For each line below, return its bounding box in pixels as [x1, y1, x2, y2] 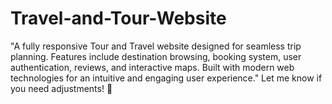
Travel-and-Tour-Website [10, 7, 227, 30]
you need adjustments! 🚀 [10, 82, 113, 94]
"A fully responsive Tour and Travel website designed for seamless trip [10, 40, 302, 52]
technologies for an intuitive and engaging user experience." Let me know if [10, 72, 323, 84]
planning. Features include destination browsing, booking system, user [10, 50, 302, 62]
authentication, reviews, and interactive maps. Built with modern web [10, 61, 295, 73]
